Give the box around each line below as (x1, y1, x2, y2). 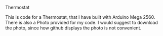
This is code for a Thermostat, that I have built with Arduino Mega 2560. (5, 14, 155, 20)
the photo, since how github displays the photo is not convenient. (5, 25, 142, 31)
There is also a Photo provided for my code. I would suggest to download (5, 20, 158, 25)
